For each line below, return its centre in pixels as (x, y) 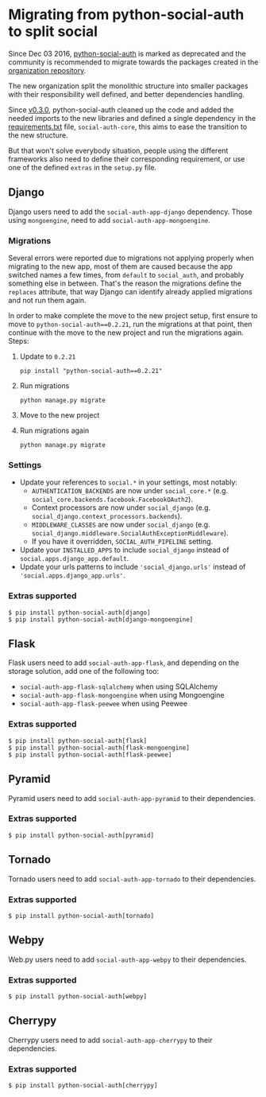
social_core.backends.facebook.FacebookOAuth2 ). (112, 500)
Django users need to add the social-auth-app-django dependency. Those (130, 212)
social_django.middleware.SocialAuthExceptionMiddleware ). (130, 533)
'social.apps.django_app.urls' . (72, 575)
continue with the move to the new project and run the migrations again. (126, 333)
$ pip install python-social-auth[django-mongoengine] (101, 619)
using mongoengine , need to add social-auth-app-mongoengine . (109, 220)
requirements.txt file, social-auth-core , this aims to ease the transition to (128, 126)
